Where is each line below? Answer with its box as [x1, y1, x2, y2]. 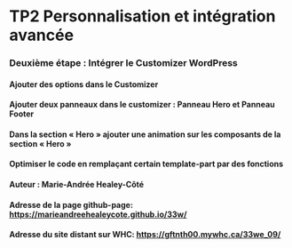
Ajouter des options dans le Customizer [9, 78, 159, 90]
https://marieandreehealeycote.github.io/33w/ [9, 209, 187, 220]
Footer [9, 108, 35, 119]
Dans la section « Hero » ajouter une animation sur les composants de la [9, 129, 281, 140]
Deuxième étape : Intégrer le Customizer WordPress [9, 57, 238, 69]
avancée [9, 25, 74, 45]
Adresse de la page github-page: [9, 199, 133, 210]
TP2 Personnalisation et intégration [9, 6, 276, 27]
